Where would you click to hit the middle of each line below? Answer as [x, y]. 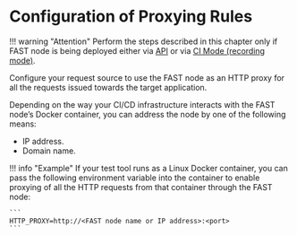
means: [23, 124]
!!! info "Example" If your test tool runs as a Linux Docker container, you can [148, 168]
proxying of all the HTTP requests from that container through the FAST [141, 187]
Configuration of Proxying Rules [131, 17]
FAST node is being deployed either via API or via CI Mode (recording [137, 50]
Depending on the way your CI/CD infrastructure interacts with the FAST [142, 104]
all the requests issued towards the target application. [108, 87]
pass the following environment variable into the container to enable [135, 178]
